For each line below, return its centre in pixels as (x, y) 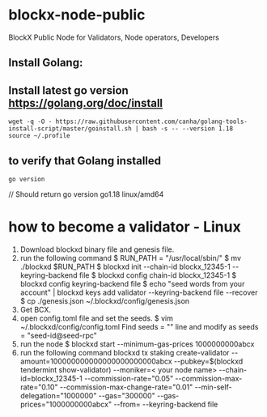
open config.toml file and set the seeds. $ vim (97, 318)
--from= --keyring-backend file (165, 404)
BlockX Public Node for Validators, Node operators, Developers (114, 37)
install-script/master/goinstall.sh (70, 129)
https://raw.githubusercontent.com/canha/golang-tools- (152, 122)
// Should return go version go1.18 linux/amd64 (86, 194)
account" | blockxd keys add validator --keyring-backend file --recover (139, 292)
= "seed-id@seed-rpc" (58, 335)
